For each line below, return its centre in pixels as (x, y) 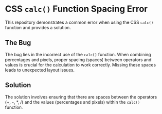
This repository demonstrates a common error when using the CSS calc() (79, 22)
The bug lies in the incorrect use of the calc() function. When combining (78, 54)
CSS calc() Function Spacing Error (76, 9)
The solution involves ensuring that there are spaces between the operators (81, 97)
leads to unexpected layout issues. (40, 70)
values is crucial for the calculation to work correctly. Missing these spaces (81, 65)
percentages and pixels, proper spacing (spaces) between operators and (78, 60)
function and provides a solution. (38, 27)
